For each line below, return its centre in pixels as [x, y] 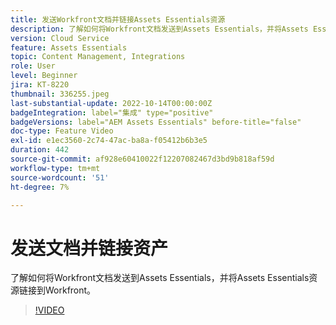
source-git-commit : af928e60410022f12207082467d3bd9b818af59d [142, 159]
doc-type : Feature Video [62, 131]
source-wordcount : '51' [60, 177]
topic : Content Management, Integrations [98, 57]
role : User [33, 66]
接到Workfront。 [62, 290]
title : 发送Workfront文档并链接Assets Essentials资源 [118, 19]
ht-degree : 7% [40, 187]
